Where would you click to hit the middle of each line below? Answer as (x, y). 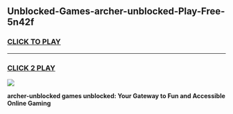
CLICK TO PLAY (34, 42)
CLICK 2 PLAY (31, 68)
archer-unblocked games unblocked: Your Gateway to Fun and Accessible (116, 95)
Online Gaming (29, 103)
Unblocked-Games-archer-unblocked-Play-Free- (116, 11)
